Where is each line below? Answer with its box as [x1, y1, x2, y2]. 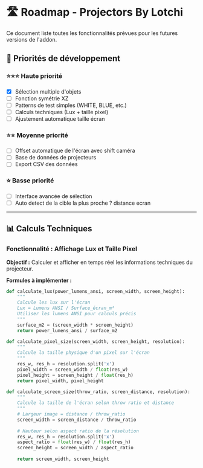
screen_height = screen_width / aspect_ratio [17, 445, 134, 451]
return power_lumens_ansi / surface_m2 [17, 327, 118, 333]
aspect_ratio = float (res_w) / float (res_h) [17, 439, 131, 445]
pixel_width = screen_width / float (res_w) [17, 367, 129, 373]
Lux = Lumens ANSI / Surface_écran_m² [17, 305, 115, 312]
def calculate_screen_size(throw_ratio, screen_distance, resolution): [6, 388, 190, 395]
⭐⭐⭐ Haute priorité [6, 72, 63, 80]
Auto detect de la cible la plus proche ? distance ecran [14, 199, 151, 207]
